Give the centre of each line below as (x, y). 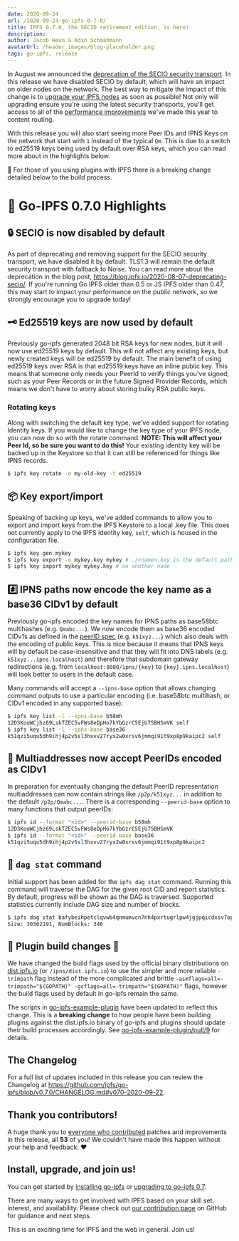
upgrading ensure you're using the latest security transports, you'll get (111, 104)
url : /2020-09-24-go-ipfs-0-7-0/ (57, 21)
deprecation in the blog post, (50, 276)
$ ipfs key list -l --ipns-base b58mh (65, 717)
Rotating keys (32, 407)
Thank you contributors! (63, 1115)
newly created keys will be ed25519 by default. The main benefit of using (115, 358)
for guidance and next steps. (49, 1215)
